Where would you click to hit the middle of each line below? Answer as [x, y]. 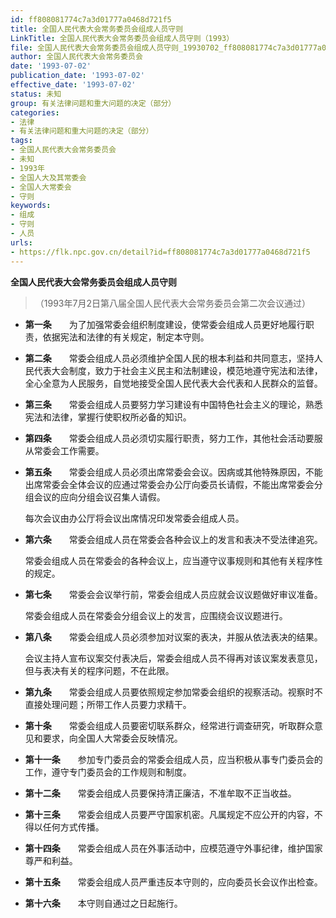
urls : [21, 242]
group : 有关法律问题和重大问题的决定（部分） [93, 103]
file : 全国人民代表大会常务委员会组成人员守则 [94, 47]
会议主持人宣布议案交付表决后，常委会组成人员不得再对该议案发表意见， [173, 658]
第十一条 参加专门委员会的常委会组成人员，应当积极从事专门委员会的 [173, 759]
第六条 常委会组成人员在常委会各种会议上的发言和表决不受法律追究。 [173, 539]
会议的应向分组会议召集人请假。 [99, 497]
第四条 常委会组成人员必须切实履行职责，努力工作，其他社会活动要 [169, 438]
